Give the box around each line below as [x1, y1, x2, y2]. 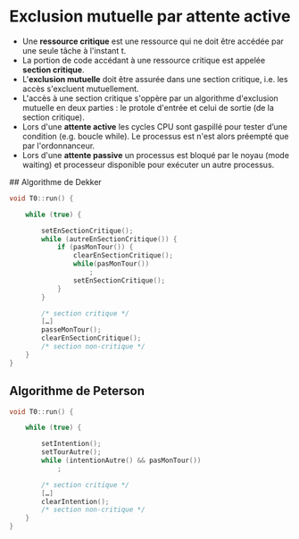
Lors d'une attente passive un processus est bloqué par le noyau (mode [21, 149, 290, 160]
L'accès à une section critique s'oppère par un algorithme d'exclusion [21, 92, 278, 104]
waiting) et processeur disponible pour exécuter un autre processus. [21, 159, 275, 170]
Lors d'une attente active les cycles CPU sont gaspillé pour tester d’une [21, 121, 288, 131]
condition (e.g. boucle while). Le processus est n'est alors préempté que [21, 131, 289, 141]
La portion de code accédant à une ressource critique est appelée [21, 55, 266, 65]
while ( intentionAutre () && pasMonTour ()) [41, 456, 202, 465]
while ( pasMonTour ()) [72, 259, 150, 269]
